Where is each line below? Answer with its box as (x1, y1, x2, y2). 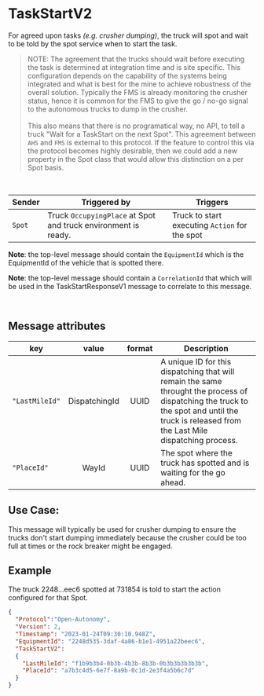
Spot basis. (27, 163, 64, 172)
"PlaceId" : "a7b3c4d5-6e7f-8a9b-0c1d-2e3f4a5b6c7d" (22, 667, 195, 675)
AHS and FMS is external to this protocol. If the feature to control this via (27, 137, 255, 147)
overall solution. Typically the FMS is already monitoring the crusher (27, 87, 247, 97)
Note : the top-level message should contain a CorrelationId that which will (8, 273, 252, 283)
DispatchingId (68, 395, 119, 406)
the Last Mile (160, 425, 208, 436)
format (126, 343, 153, 353)
